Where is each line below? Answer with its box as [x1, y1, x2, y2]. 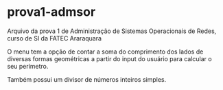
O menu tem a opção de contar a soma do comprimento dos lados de [7, 47, 204, 56]
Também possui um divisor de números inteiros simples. [7, 75, 167, 83]
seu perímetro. [7, 62, 49, 70]
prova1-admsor [7, 4, 96, 20]
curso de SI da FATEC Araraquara [7, 34, 102, 42]
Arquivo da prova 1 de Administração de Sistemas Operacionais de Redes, [7, 27, 217, 35]
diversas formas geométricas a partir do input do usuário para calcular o [7, 54, 212, 63]
